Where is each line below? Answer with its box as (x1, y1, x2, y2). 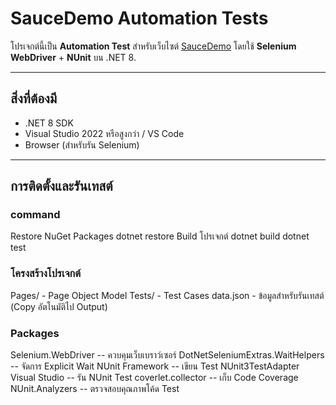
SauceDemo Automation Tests (10, 7, 269, 30)
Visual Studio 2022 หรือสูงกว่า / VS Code (24, 127, 185, 139)
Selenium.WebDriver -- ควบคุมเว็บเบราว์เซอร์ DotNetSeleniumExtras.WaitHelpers (10, 349, 325, 361)
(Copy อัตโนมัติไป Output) (10, 300, 108, 312)
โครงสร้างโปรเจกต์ (10, 267, 82, 281)
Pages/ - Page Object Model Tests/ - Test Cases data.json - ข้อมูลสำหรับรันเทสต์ (10, 289, 325, 301)
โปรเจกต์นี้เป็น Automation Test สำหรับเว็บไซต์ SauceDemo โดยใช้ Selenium (10, 40, 297, 52)
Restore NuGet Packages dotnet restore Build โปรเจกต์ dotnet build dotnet (10, 230, 310, 242)
